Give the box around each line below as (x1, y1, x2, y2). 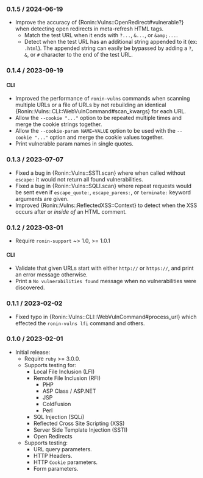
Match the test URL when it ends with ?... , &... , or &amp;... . (24, 32, 178, 39)
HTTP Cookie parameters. (33, 459, 98, 466)
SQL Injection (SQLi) (33, 413, 85, 420)
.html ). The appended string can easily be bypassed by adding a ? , (24, 44, 193, 52)
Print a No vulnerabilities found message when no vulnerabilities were (15, 278, 197, 285)
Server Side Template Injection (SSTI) (33, 426, 128, 434)
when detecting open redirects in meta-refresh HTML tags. (15, 25, 164, 32)
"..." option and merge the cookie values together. (34, 133, 164, 141)
